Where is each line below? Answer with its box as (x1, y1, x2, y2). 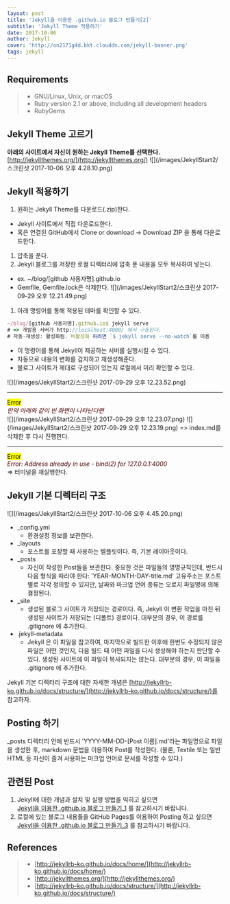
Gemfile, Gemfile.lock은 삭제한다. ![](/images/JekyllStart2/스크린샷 (16, 283, 202, 292)
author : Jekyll (7, 36, 51, 43)
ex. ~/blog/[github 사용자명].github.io (16, 275, 121, 283)
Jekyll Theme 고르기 (7, 128, 94, 140)
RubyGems (34, 106, 66, 115)
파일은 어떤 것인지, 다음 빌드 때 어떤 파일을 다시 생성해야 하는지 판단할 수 (27, 646, 221, 655)
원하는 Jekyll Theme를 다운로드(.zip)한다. (16, 205, 130, 214)
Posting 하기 (7, 717, 60, 729)
